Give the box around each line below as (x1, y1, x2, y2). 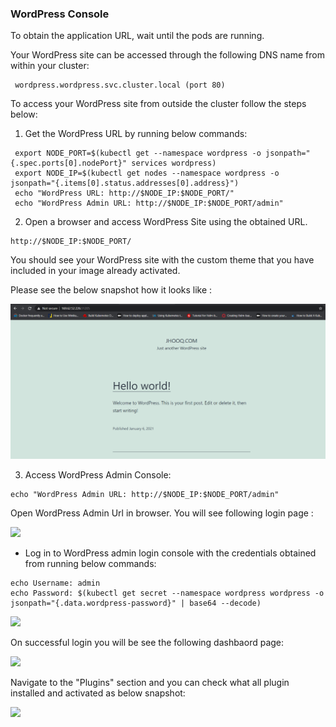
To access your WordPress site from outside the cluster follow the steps (10, 98, 307, 110)
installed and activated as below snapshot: (10, 687, 186, 699)
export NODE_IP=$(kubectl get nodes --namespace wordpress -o (14, 168, 280, 179)
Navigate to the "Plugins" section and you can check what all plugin (10, 676, 290, 688)
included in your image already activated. (10, 265, 181, 277)
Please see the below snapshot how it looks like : (10, 284, 213, 296)
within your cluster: (10, 60, 90, 72)
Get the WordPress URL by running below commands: (24, 128, 248, 140)
